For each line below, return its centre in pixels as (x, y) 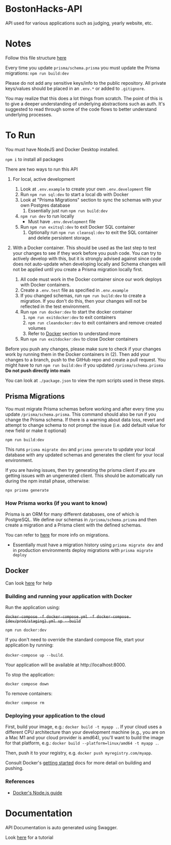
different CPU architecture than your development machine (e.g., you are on (85, 732)
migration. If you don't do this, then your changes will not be (83, 301)
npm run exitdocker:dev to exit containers (72, 317)
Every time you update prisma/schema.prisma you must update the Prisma (82, 67)
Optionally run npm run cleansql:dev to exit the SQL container (93, 232)
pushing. (15, 768)
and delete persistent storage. (59, 237)
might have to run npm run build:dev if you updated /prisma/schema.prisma (84, 365)
